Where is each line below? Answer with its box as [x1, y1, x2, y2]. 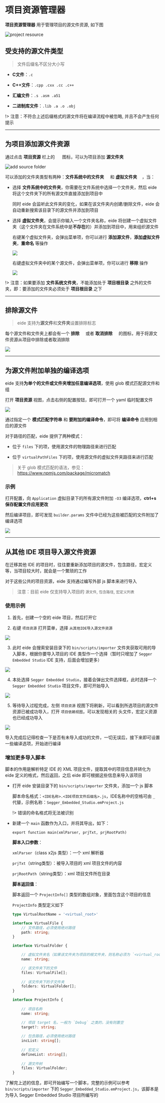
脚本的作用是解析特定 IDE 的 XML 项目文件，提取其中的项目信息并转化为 [5, 766, 151, 772]
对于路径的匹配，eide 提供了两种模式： [5, 433, 84, 439]
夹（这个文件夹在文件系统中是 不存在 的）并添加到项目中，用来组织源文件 [12, 223, 159, 229]
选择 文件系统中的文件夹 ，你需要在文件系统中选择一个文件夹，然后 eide [12, 184, 157, 190]
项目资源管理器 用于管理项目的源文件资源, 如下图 [5, 22, 104, 28]
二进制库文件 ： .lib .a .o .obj [12, 103, 76, 109]
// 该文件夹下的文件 [21, 965, 57, 971]
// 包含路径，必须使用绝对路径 [21, 1034, 76, 1039]
